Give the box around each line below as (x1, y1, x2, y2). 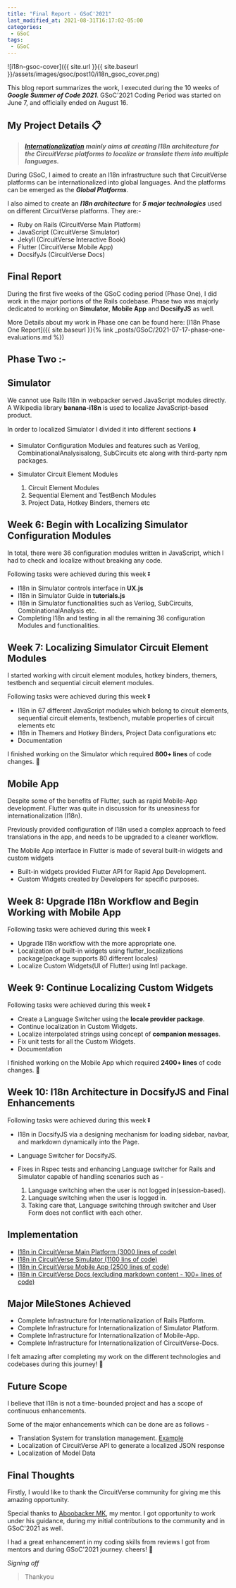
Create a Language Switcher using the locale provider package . (17, 1015, 205, 1023)
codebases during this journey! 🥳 (7, 1360, 104, 1368)
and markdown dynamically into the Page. (17, 1137, 139, 1146)
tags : (7, 37, 23, 44)
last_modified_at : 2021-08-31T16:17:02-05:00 (7, 17, 143, 24)
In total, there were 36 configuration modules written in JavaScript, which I (7, 549, 224, 557)
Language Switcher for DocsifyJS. (17, 1151, 118, 1159)
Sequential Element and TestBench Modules (27, 491, 156, 499)
